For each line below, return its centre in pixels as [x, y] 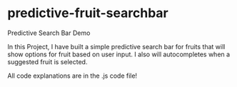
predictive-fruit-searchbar [88, 13]
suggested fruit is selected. [47, 61]
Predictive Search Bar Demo [49, 33]
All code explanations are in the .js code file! [72, 76]
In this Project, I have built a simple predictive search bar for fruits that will [116, 46]
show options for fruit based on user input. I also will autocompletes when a [119, 54]
